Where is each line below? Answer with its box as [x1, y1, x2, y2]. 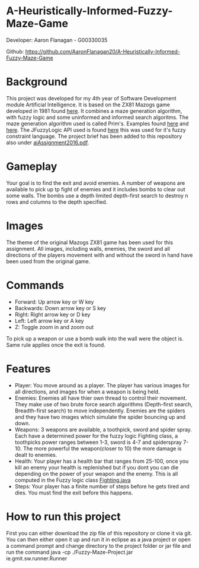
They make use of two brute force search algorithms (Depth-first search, [14, 400, 193, 408]
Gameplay [6, 160, 57, 173]
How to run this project [6, 510, 121, 523]
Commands [6, 278, 65, 292]
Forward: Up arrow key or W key [14, 298, 94, 305]
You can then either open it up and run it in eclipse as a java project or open [6, 536, 191, 543]
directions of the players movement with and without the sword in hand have [6, 251, 193, 258]
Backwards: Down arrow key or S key [14, 304, 107, 311]
